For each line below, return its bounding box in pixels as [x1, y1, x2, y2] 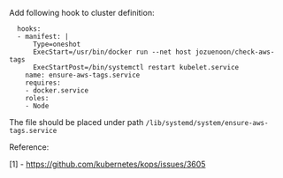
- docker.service [25, 86, 89, 95]
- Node [25, 101, 50, 110]
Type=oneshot [32, 40, 81, 48]
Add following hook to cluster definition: [9, 8, 155, 18]
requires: [25, 78, 62, 87]
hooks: [17, 25, 42, 33]
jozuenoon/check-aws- [195, 48, 275, 56]
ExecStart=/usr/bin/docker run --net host [32, 48, 192, 56]
